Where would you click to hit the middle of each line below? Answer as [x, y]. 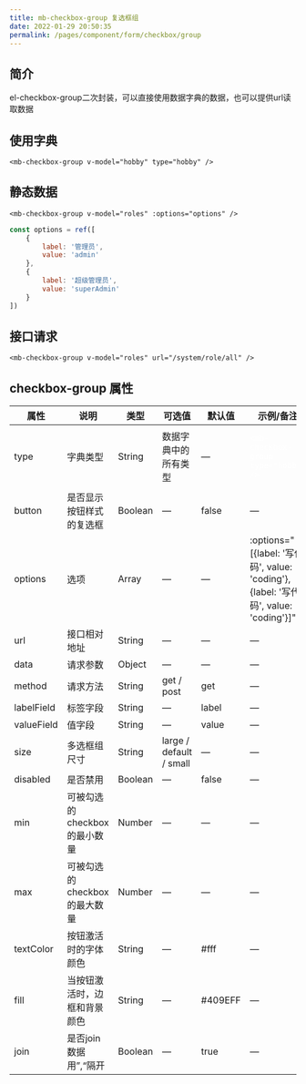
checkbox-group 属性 [71, 388]
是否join [84, 1038]
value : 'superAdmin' [81, 289]
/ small [176, 763]
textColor [34, 949]
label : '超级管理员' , [80, 281]
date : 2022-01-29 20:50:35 [61, 26]
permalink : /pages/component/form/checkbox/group [106, 35]
